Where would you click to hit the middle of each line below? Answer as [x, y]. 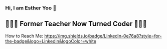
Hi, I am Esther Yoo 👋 [31, 8]
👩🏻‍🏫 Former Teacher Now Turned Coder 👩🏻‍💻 [76, 24]
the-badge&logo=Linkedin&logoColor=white [51, 41]
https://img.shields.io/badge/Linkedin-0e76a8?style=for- [103, 36]
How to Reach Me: [24, 36]
